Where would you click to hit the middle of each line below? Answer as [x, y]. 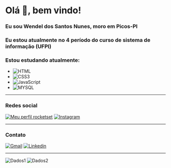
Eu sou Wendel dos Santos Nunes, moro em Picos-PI [72, 27]
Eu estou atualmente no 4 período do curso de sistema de [78, 40]
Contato [16, 135]
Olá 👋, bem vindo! [43, 10]
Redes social [21, 106]
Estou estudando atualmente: [42, 60]
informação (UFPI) [28, 46]
